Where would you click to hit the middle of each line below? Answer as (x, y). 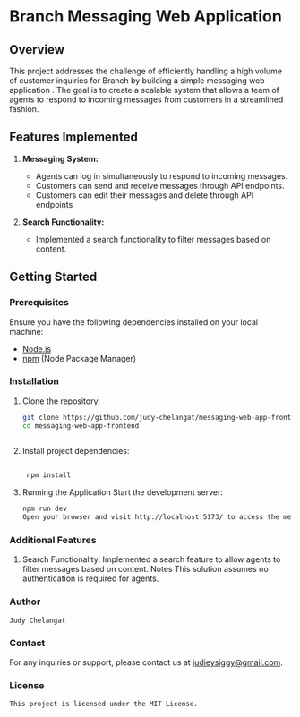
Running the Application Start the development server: (123, 492)
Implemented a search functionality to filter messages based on (153, 239)
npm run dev (44, 509)
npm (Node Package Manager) (79, 358)
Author (25, 602)
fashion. (24, 109)
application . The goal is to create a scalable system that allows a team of (145, 90)
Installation (34, 381)
